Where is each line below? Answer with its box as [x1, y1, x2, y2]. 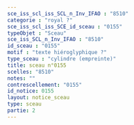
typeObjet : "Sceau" [7, 29, 67, 37]
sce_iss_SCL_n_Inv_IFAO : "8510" [7, 36, 104, 43]
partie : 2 [7, 107, 36, 114]
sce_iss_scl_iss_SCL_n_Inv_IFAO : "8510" [7, 10, 129, 17]
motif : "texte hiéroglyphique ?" [7, 49, 108, 56]
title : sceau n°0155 [7, 62, 67, 69]
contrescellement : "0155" [7, 81, 82, 88]
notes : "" [7, 74, 36, 82]
